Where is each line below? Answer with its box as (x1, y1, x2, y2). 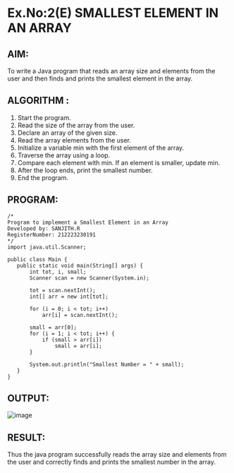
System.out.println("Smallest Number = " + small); (29, 361, 185, 368)
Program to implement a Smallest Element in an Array (7, 219, 169, 226)
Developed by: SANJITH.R (7, 224, 80, 232)
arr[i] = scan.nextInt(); (42, 311, 118, 318)
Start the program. (17, 113, 72, 121)
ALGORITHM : (7, 95, 69, 107)
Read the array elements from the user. (17, 136, 132, 144)
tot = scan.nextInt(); (29, 287, 97, 294)
